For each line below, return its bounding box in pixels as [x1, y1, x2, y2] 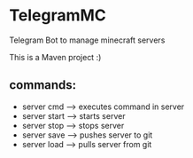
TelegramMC [9, 5, 106, 26]
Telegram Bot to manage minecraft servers [9, 35, 166, 45]
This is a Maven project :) [9, 51, 102, 62]
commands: [9, 77, 77, 93]
